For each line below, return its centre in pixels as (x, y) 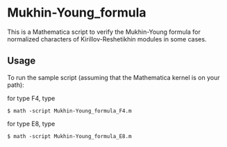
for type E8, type (31, 124)
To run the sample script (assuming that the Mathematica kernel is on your (113, 77)
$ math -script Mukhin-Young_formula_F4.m (69, 111)
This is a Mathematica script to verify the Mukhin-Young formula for (104, 32)
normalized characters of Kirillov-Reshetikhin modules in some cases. (107, 39)
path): (16, 85)
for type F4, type (31, 98)
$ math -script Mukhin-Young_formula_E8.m (69, 136)
